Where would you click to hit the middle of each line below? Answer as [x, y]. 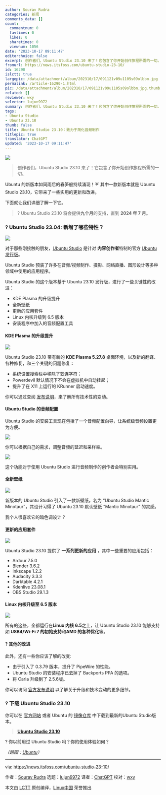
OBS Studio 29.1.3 [30, 592]
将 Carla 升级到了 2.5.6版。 [40, 679]
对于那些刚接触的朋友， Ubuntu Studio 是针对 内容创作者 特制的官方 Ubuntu [81, 248]
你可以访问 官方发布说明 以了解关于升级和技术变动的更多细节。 [69, 689]
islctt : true [19, 74]
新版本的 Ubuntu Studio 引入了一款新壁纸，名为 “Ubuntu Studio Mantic [77, 500]
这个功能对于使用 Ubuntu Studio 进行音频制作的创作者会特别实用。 [73, 466]
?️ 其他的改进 [18, 644]
